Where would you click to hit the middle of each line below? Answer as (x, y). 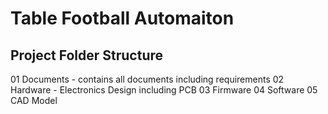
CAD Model (34, 100)
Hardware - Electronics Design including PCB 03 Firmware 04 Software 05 (164, 90)
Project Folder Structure (87, 55)
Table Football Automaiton (122, 18)
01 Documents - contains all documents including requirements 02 (147, 79)
